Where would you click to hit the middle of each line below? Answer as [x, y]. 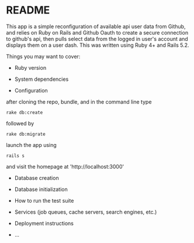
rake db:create [25, 112]
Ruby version [30, 67]
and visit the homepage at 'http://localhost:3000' [65, 166]
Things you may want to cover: [43, 56]
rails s [15, 156]
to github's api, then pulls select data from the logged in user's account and [97, 39]
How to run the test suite [44, 200]
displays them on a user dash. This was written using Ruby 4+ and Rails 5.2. [98, 45]
